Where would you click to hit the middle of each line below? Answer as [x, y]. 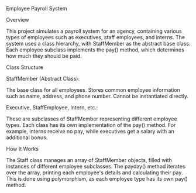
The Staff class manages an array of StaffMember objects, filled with [89, 160]
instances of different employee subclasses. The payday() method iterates [96, 166]
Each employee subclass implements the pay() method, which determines [95, 50]
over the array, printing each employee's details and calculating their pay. [94, 173]
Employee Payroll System [37, 8]
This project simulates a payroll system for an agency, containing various [94, 31]
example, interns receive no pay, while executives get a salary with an [90, 131]
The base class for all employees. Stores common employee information [93, 90]
